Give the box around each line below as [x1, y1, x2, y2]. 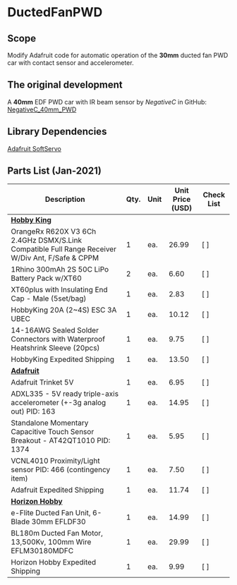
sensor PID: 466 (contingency [11, 465, 111, 475]
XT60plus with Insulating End [11, 285, 108, 295]
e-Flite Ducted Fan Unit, [11, 508, 91, 518]
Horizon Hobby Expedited [11, 557, 97, 567]
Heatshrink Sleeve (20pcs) [11, 343, 100, 353]
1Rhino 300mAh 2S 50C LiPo [11, 265, 109, 275]
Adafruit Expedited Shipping [11, 485, 104, 495]
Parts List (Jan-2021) [7, 165, 102, 177]
